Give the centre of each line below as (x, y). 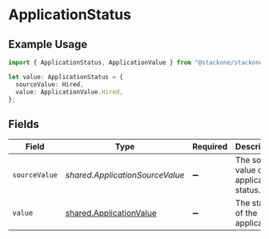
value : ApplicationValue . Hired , (70, 92)
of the (246, 213)
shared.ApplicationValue (111, 213)
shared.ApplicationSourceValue (125, 175)
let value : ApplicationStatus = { (66, 77)
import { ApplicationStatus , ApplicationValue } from (100, 62)
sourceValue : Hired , (50, 84)
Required (210, 147)
